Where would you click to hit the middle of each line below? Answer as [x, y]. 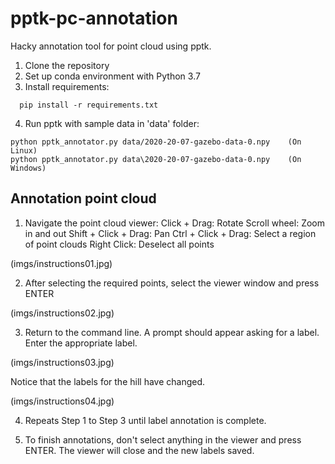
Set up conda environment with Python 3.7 [112, 76]
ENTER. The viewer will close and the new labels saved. [139, 450]
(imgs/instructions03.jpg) [62, 362]
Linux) [24, 150]
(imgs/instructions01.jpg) [61, 263]
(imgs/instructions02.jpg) [62, 313]
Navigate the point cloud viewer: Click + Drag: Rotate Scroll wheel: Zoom [174, 223]
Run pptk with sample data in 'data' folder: [112, 123]
